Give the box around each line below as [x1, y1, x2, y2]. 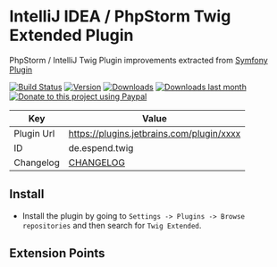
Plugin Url [13, 127, 55, 139]
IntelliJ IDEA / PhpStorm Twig [9, 6, 231, 27]
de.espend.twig [68, 141, 134, 154]
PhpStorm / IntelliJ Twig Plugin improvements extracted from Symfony [9, 54, 268, 65]
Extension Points [9, 246, 105, 261]
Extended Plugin [9, 25, 134, 46]
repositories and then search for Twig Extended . [21, 220, 202, 230]
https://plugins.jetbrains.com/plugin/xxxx [68, 127, 241, 139]
